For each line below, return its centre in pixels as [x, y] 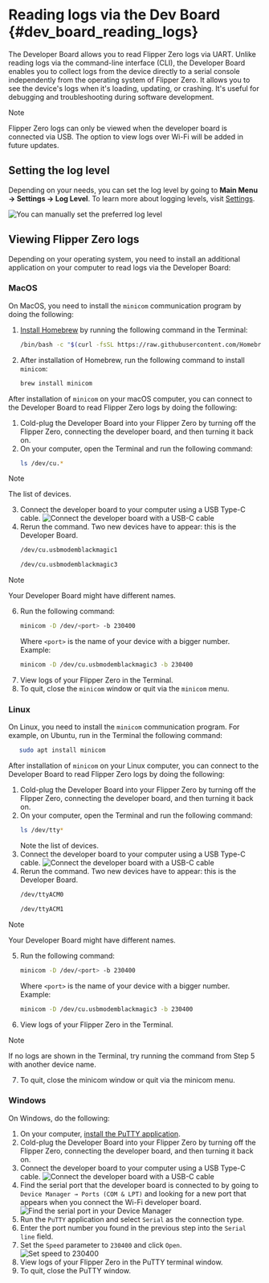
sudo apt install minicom [62, 750]
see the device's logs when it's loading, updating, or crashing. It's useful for [134, 88]
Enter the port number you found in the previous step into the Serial [133, 1227]
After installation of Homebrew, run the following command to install [132, 360]
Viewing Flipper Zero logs [74, 239]
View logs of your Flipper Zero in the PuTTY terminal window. [121, 1262]
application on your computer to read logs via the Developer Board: [120, 267]
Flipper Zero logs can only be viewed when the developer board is [118, 128]
